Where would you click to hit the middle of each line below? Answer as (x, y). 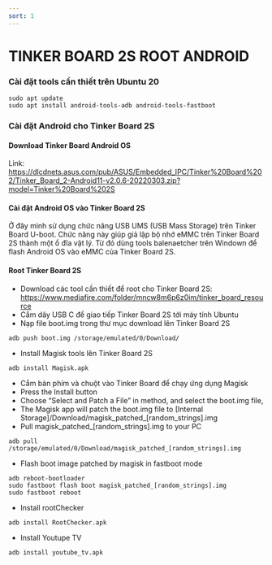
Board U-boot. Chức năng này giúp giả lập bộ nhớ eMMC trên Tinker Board (134, 235)
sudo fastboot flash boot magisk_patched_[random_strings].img (118, 485)
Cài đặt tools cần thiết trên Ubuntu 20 (84, 81)
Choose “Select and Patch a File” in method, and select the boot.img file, (142, 400)
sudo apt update (36, 98)
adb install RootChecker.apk (58, 522)
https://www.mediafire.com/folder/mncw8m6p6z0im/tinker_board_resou (142, 297)
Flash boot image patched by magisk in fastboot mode (111, 463)
